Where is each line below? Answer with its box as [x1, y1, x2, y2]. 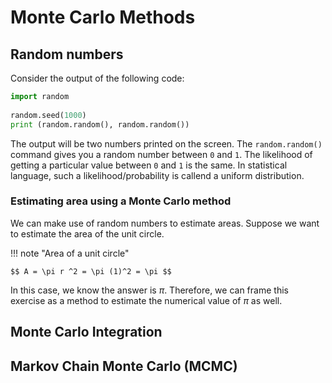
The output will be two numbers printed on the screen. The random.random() [10, 137, 323, 150]
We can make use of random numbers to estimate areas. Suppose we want [10, 217, 320, 229]
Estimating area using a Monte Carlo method [10, 194, 232, 208]
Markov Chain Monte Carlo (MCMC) [10, 357, 238, 375]
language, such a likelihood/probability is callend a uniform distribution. [10, 169, 305, 181]
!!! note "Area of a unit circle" [10, 247, 130, 259]
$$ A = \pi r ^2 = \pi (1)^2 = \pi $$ [10, 266, 172, 276]
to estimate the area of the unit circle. [10, 227, 165, 240]
